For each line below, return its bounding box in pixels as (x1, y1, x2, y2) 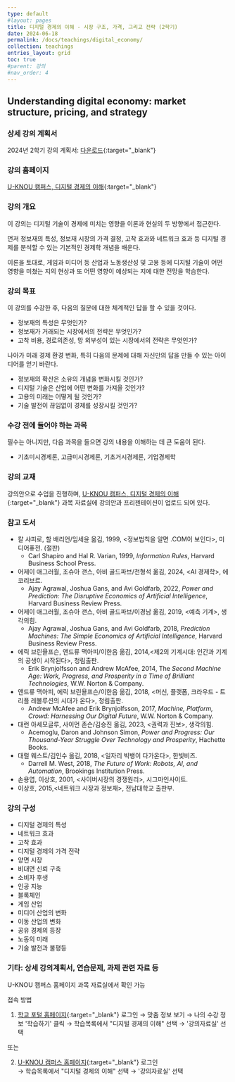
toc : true (7, 56, 37, 63)
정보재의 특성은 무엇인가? (17, 318, 87, 327)
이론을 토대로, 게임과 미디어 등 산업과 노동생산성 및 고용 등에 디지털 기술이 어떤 (7, 258, 223, 266)
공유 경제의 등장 (17, 926, 61, 935)
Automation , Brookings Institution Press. (27, 767, 145, 775)
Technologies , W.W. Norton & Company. (27, 679, 144, 687)
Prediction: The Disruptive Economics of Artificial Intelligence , (27, 591, 208, 600)
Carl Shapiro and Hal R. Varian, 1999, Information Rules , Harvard (27, 551, 215, 560)
